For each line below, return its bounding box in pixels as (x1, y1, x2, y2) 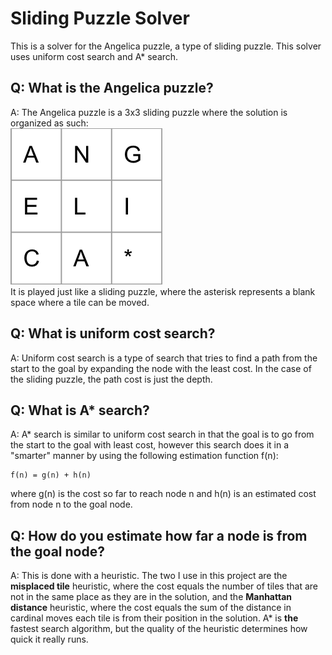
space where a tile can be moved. (10, 296, 150, 308)
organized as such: (10, 117, 89, 129)
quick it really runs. (10, 633, 89, 646)
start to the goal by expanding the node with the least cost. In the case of (10, 362, 312, 374)
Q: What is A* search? (10, 402, 150, 419)
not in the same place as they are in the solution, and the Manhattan (10, 591, 292, 603)
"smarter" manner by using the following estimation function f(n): (10, 450, 279, 462)
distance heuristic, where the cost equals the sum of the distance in (10, 602, 292, 614)
